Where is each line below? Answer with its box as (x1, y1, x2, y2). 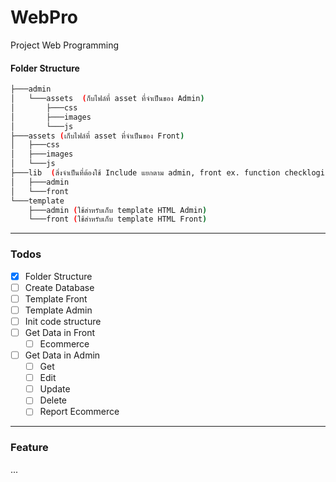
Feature (10, 441, 49, 455)
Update (39, 383, 71, 395)
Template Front (24, 292, 88, 305)
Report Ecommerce (39, 406, 120, 418)
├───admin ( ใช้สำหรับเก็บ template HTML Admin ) (28, 205, 208, 215)
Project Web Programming (10, 39, 120, 51)
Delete (39, 394, 68, 406)
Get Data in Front (24, 326, 96, 338)
